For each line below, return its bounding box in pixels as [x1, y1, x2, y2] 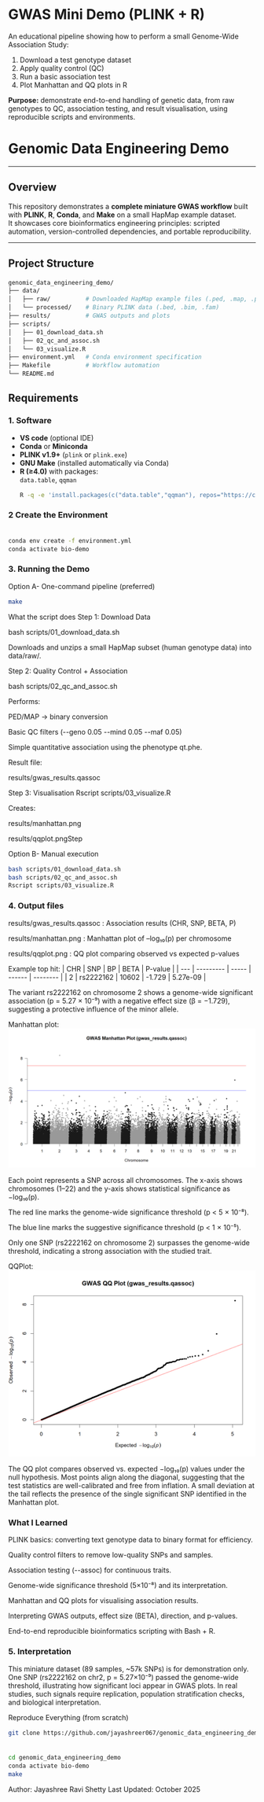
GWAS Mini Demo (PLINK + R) [8, 6, 206, 24]
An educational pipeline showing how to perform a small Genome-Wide [8, 31, 240, 41]
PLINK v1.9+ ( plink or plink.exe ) [19, 450, 128, 459]
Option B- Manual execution [8, 849, 99, 858]
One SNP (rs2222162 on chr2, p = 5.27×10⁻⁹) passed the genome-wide [8, 1672, 239, 1682]
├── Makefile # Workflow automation [8, 362, 159, 370]
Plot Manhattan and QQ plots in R [19, 80, 127, 90]
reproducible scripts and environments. [8, 112, 136, 121]
